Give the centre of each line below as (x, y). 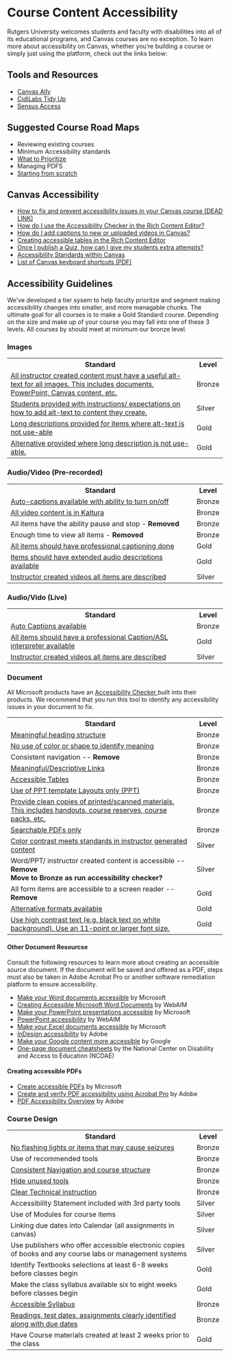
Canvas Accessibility (53, 194)
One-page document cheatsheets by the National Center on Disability (115, 1048)
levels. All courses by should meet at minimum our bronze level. (97, 329)
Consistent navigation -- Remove (65, 757)
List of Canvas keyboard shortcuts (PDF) (74, 262)
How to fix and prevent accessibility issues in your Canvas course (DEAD (120, 211)
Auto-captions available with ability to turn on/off (90, 501)
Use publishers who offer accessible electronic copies (98, 1245)
